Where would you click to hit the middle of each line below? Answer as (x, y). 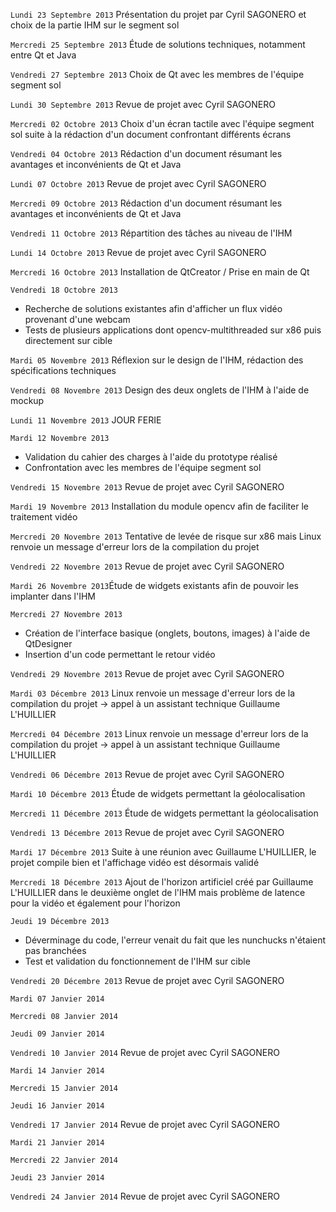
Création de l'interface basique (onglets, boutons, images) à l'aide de (167, 633)
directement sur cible (68, 340)
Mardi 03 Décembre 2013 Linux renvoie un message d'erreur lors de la (153, 693)
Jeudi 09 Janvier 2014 (57, 1034)
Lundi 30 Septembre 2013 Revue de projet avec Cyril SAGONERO (143, 104)
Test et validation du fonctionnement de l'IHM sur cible (137, 961)
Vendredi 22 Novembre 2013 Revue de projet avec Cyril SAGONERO (147, 566)
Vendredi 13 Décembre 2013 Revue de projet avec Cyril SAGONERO (147, 832)
